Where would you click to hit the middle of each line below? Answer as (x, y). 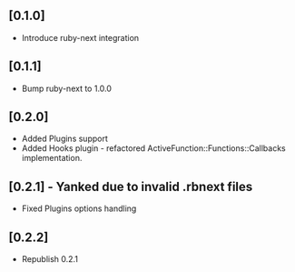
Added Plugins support (64, 139)
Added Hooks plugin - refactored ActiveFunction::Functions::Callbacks (154, 148)
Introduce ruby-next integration (80, 37)
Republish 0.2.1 (50, 259)
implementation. (52, 158)
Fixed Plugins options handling (79, 208)
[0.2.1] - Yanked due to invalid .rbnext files (131, 186)
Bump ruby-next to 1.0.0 (67, 88)
